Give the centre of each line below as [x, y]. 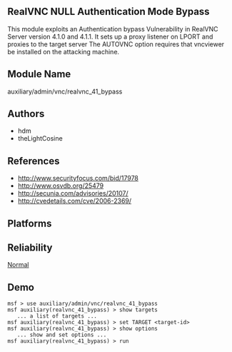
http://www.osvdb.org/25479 [61, 186]
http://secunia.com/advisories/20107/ [73, 193]
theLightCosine [40, 139]
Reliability [30, 248]
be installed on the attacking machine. [64, 51]
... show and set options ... [62, 335]
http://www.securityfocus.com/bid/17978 [78, 178]
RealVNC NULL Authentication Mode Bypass [109, 12]
